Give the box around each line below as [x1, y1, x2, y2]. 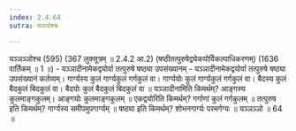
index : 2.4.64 [9, 12, 62, 22]
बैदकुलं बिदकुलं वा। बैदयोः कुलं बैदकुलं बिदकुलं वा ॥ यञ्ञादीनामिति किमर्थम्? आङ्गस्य [9, 83, 246, 94]
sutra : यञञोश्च [9, 21, 58, 30]
